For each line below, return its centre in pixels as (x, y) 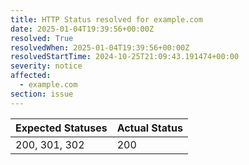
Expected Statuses (61, 128)
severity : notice (46, 66)
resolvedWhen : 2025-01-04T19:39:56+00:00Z (100, 47)
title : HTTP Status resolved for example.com (106, 19)
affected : (31, 76)
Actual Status (149, 128)
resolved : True (42, 38)
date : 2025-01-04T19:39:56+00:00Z (82, 29)
